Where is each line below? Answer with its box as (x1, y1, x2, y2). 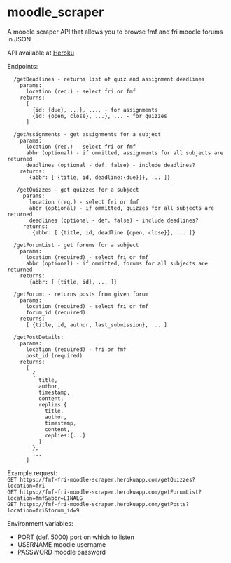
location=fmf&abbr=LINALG (7, 494, 83, 502)
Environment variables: (7, 519, 73, 527)
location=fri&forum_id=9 (7, 507, 80, 514)
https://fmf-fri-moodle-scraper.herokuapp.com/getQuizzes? (20, 476, 196, 483)
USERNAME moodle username (17, 540, 106, 548)
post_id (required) (25, 352, 83, 359)
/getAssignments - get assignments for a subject (13, 131, 161, 138)
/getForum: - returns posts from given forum (13, 291, 149, 298)
